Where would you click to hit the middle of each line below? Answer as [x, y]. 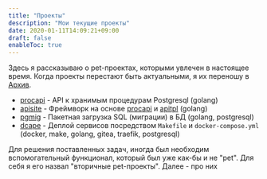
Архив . [20, 85]
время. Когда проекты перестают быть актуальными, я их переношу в [129, 76]
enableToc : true [35, 45]
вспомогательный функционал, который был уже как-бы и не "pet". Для [131, 158]
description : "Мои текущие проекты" [69, 23]
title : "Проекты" [37, 16]
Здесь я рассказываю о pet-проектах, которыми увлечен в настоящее [129, 68]
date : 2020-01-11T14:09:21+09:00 [64, 30]
